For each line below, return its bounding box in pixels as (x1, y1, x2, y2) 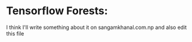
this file (6, 30, 24, 37)
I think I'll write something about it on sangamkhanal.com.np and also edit (6, 24, 187, 31)
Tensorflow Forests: (6, 4, 109, 18)
